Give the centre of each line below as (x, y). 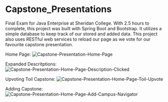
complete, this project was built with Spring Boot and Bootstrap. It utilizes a (83, 28)
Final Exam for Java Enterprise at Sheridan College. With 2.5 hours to (77, 23)
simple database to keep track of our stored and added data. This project (81, 34)
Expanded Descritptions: (31, 64)
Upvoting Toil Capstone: (30, 79)
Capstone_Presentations (58, 9)
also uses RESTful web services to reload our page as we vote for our (78, 39)
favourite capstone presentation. (39, 44)
